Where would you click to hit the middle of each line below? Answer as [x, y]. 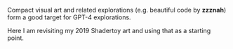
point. [16, 38]
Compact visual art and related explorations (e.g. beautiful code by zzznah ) [117, 10]
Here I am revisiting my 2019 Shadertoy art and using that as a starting [109, 31]
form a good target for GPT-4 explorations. [69, 17]
